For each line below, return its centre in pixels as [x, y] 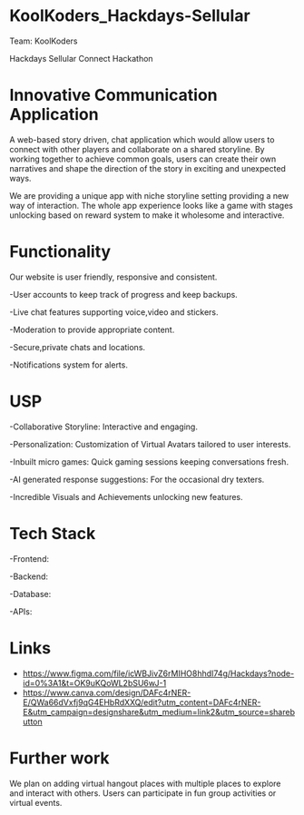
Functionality [60, 252]
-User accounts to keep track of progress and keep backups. [123, 294]
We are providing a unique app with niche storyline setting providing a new [149, 195]
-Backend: [29, 576]
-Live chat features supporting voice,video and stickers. [114, 312]
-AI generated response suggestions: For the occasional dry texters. [137, 479]
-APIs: [21, 611]
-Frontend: [29, 558]
